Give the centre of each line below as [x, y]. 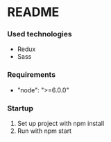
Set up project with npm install [61, 124]
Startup [20, 108]
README [33, 12]
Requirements [32, 75]
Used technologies [40, 34]
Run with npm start [44, 131]
